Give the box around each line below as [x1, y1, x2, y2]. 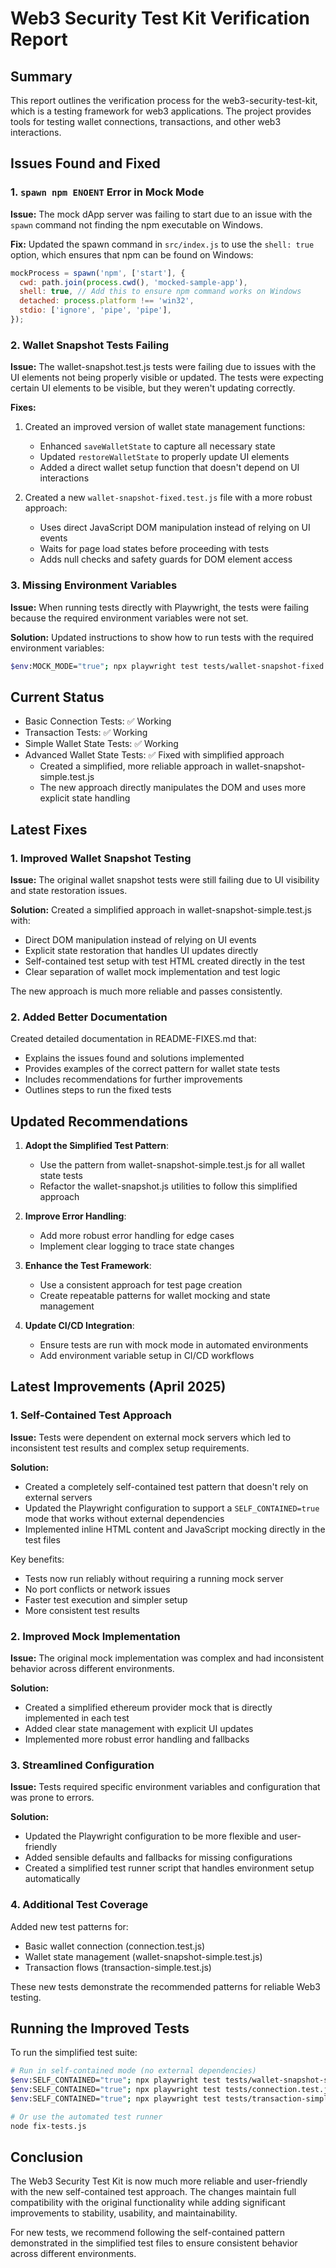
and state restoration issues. [10, 884, 128, 896]
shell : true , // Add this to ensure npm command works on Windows [19, 287, 302, 297]
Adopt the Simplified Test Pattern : [24, 1140, 170, 1152]
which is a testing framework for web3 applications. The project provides [10, 105, 312, 117]
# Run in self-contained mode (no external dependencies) [10, 2066, 257, 2076]
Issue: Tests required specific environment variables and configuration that [10, 1781, 321, 1793]
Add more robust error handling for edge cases [39, 1230, 235, 1242]
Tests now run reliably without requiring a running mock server [24, 1572, 284, 1584]
